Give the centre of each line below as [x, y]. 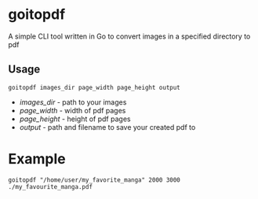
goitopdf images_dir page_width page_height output [94, 87]
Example [37, 158]
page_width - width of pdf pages [73, 110]
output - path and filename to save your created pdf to [107, 127]
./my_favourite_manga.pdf [50, 186]
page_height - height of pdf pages [75, 119]
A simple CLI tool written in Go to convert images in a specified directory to [129, 36]
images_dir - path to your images [73, 102]
